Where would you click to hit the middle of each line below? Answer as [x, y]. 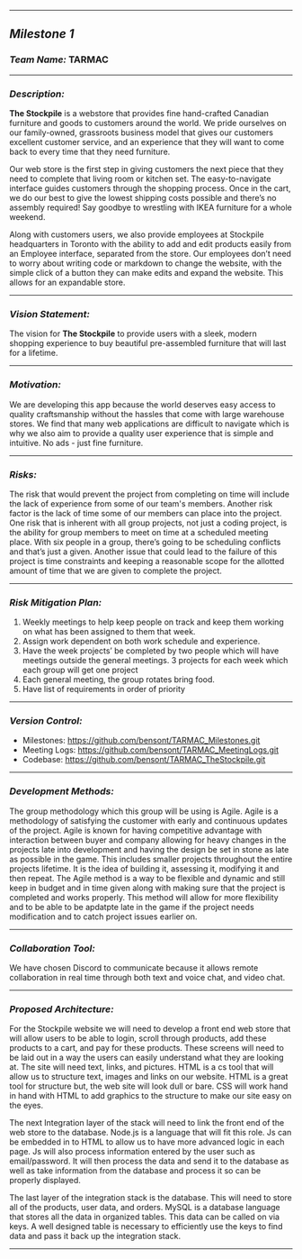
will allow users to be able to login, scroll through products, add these [138, 1038]
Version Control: [46, 721]
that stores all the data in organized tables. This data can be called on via [145, 1217]
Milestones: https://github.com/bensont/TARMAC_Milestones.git [141, 741]
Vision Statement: [49, 314]
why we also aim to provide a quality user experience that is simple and [142, 433]
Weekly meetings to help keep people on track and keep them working [153, 622]
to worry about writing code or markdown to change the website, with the [146, 263]
